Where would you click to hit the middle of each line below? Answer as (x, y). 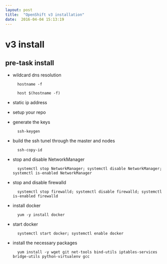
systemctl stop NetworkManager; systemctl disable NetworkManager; (90, 169)
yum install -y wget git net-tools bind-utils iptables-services (87, 252)
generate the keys (31, 122)
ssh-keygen (29, 131)
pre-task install (30, 63)
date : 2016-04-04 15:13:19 (35, 19)
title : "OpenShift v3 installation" (45, 15)
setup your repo (29, 112)
